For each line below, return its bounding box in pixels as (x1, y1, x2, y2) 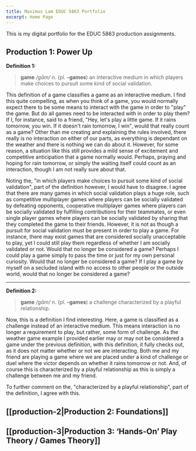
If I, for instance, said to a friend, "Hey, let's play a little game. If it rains (6, 116, 176, 123)
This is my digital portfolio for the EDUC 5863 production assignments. (6, 30, 176, 37)
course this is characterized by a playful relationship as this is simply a (6, 366, 176, 373)
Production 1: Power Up (6, 47, 93, 57)
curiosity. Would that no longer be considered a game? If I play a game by (6, 258, 183, 265)
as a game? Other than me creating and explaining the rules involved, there (6, 129, 187, 136)
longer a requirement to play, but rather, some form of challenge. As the (6, 329, 178, 336)
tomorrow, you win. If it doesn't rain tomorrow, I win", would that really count (6, 122, 190, 129)
